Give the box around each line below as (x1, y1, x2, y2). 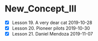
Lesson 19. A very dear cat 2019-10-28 (12, 19, 92, 25)
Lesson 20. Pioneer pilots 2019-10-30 (12, 25, 90, 31)
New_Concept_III (5, 3, 76, 14)
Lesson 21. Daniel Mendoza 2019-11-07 (12, 31, 93, 37)
